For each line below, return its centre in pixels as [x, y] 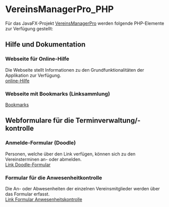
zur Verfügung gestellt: [29, 28]
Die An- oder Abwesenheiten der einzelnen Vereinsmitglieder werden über [83, 188]
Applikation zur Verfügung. [33, 75]
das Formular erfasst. [27, 194]
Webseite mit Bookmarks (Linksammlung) [58, 93]
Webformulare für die [40, 120]
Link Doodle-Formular [28, 165]
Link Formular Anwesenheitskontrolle [44, 199]
